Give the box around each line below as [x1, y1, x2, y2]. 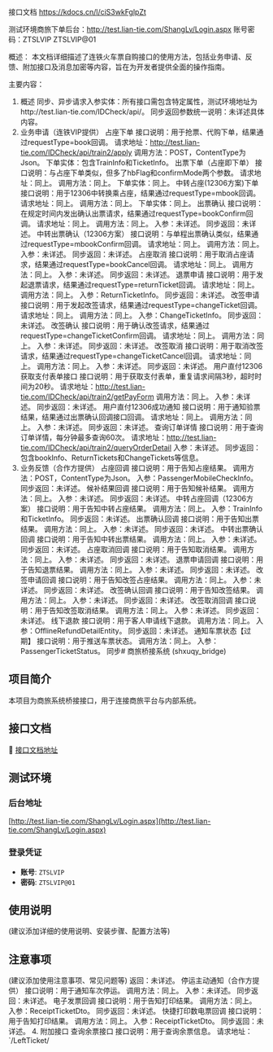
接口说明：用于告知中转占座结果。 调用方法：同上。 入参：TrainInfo [36, 504, 262, 513]
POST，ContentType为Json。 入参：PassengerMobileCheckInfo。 [34, 473, 258, 483]
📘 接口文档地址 [8, 744, 58, 755]
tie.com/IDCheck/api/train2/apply [19, 147, 132, 157]
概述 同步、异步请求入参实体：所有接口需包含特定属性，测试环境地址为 [19, 97, 258, 106]
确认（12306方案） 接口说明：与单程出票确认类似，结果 [64, 229, 252, 239]
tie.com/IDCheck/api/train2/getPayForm [19, 392, 154, 401]
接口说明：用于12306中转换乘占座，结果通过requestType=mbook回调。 [19, 188, 261, 198]
